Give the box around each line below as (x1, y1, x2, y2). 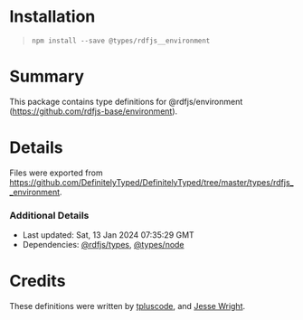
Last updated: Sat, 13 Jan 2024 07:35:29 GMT (22, 230, 194, 240)
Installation (9, 6, 96, 27)
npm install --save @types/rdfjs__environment (31, 36, 211, 45)
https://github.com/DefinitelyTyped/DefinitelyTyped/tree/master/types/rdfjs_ (9, 176, 294, 187)
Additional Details (9, 209, 90, 221)
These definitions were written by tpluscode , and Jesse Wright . (9, 301, 246, 312)
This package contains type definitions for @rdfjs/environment (9, 96, 243, 107)
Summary (9, 66, 84, 87)
